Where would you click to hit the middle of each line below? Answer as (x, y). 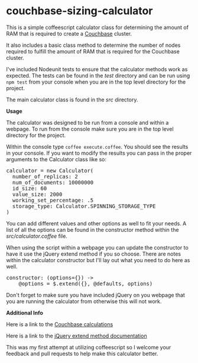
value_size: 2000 (37, 194)
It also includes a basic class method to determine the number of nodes (93, 45)
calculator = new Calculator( (50, 171)
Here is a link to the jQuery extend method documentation (77, 336)
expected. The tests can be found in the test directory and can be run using (98, 75)
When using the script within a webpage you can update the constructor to (98, 247)
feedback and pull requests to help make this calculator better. (82, 354)
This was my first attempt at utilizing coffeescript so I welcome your (89, 347)
